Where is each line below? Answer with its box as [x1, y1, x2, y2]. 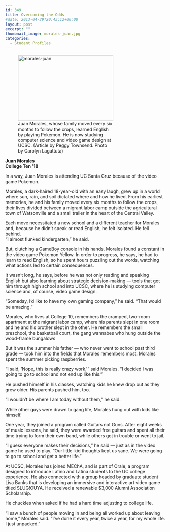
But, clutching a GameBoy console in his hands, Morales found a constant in [5, 246, 165, 252]
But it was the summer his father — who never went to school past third [5, 345, 155, 351]
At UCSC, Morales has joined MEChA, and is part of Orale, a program [5, 463, 150, 469]
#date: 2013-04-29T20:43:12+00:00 [5, 17, 79, 22]
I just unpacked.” [5, 521, 41, 527]
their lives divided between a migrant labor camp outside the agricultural [5, 205, 157, 211]
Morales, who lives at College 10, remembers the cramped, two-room [5, 313, 150, 319]
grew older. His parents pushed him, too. [5, 386, 90, 393]
